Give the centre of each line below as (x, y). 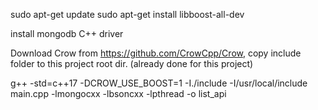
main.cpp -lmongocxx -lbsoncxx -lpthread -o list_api (118, 93)
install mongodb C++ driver (67, 33)
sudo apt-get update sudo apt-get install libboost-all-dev (127, 14)
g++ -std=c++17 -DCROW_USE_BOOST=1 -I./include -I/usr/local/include (159, 83)
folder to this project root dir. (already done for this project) (132, 63)
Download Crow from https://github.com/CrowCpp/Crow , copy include (156, 53)
